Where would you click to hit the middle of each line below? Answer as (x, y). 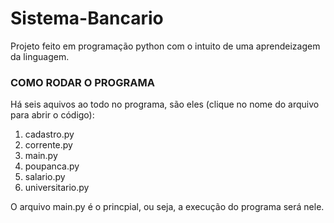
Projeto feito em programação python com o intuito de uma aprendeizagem (165, 46)
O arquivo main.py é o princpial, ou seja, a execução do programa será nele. (167, 207)
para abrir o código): (52, 115)
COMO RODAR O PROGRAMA (82, 82)
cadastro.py (49, 134)
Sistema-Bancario (87, 18)
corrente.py (48, 145)
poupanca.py (52, 166)
